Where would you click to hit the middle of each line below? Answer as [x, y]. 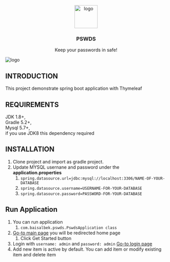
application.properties [37, 172]
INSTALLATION [30, 149]
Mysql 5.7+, [18, 128]
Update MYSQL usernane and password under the [66, 167]
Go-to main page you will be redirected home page [67, 233]
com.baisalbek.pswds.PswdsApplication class [69, 228]
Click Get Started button [46, 238]
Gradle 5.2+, [18, 122]
